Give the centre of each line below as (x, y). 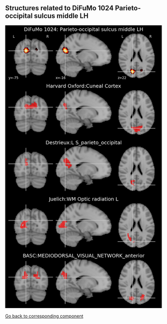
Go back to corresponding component (44, 316)
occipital (19, 16)
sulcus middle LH (61, 16)
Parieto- (128, 8)
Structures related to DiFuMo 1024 (59, 8)
